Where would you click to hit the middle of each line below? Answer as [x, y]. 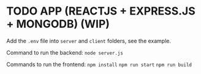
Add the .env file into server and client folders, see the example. [89, 41]
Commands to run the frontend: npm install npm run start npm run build [99, 64]
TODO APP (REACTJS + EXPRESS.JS [101, 11]
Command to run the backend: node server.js [65, 52]
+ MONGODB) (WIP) [58, 24]
